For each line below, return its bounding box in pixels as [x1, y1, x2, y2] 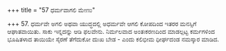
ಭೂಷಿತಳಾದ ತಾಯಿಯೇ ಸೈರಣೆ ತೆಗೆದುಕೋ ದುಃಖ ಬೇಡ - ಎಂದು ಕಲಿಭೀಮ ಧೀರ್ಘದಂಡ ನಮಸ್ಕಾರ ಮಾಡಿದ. [7, 35, 220, 43]
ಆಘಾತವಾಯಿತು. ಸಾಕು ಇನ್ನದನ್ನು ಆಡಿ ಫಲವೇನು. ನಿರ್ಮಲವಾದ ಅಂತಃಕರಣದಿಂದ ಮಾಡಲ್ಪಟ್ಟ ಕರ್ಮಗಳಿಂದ [7, 28, 215, 35]
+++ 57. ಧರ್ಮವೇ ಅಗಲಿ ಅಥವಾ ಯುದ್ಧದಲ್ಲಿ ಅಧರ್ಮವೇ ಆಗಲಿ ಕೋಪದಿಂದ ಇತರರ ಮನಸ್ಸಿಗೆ [7, 20, 197, 28]
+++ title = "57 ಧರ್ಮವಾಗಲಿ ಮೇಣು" [7, 6, 96, 14]
